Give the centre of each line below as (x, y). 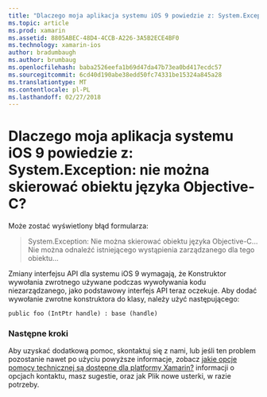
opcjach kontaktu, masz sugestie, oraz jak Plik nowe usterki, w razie (120, 376)
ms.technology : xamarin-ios (55, 45)
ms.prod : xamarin (37, 30)
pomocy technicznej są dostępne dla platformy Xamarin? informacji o (121, 368)
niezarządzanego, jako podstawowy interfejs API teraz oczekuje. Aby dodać (133, 290)
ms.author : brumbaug (43, 60)
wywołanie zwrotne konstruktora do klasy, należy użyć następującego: (124, 299)
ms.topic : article (39, 23)
